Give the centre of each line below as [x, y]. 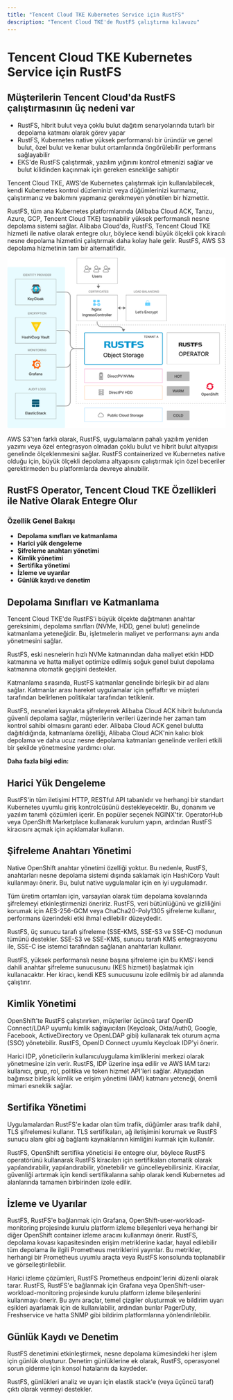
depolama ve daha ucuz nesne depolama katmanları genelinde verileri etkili [115, 740]
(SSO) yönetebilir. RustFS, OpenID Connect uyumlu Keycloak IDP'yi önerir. [113, 1042]
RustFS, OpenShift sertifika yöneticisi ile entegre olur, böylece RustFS [106, 1152]
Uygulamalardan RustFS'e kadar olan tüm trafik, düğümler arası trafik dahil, [114, 1124]
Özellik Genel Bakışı [41, 521]
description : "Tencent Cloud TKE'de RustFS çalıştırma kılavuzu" [103, 22]
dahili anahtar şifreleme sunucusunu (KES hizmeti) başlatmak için [101, 967]
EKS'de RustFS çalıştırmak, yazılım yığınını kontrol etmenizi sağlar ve [115, 162]
